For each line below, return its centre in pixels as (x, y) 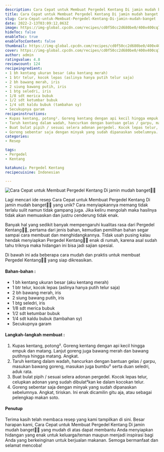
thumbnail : (16, 46)
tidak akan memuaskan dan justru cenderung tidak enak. (62, 216)
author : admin (20, 55)
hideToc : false (20, 32)
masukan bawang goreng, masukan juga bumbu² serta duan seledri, (81, 366)
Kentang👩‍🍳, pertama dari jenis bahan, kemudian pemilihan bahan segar (77, 230)
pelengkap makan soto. (36, 397)
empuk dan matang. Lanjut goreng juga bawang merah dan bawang (80, 351)
